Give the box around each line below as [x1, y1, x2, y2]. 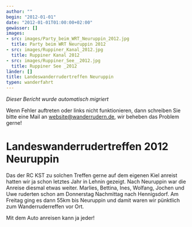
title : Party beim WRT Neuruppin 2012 [11, 42, 107, 48]
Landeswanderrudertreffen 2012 [6, 140, 169, 153]
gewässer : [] [6, 25, 38, 31]
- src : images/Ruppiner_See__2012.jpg [6, 57, 101, 63]
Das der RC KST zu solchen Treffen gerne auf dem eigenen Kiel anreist [6, 171, 177, 179]
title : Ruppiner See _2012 [11, 63, 77, 69]
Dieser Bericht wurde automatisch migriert [6, 96, 109, 103]
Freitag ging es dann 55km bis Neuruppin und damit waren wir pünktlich [6, 196, 180, 204]
